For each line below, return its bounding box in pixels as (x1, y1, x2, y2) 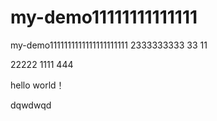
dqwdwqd (10, 99, 52, 111)
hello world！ (10, 79, 65, 91)
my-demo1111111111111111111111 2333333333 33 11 (10, 39, 208, 51)
